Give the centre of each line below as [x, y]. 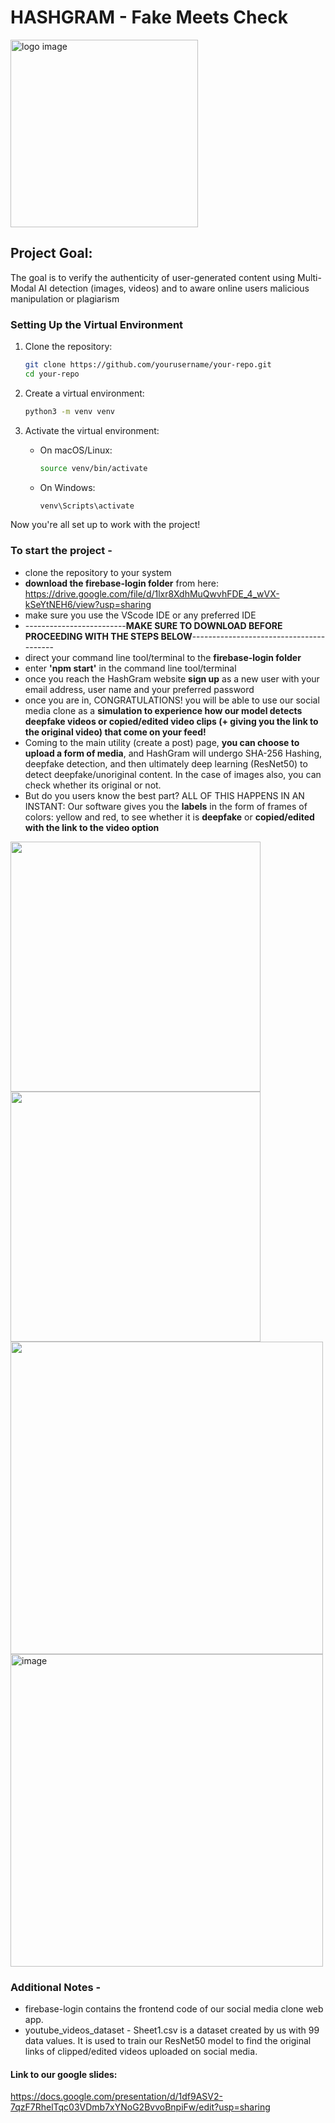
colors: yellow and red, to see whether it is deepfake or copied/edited [169, 817]
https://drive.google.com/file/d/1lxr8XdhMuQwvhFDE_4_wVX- [152, 593]
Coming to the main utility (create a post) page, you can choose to [162, 742]
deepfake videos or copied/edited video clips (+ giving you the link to [171, 721]
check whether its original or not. [93, 785]
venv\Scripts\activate [87, 506]
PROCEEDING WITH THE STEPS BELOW [108, 636]
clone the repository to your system [98, 572]
